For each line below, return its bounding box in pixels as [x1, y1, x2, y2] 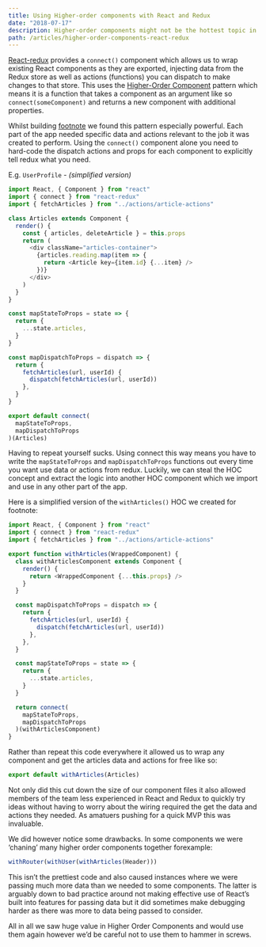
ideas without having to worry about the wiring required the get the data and [8, 802, 257, 812]
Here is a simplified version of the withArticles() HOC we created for [8, 497, 237, 507]
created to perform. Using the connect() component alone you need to [8, 138, 239, 147]
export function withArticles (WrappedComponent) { [8, 550, 179, 558]
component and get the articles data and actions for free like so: [8, 755, 218, 765]
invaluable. [8, 819, 44, 828]
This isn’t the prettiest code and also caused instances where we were [8, 872, 238, 881]
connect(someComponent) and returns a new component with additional [8, 97, 236, 107]
